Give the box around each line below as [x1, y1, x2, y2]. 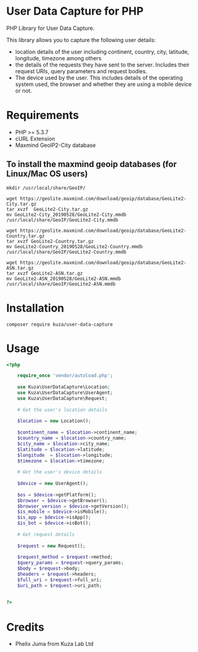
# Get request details [17, 531, 75, 537]
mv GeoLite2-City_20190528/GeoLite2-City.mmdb [6, 212, 127, 218]
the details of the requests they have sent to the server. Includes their [15, 61, 190, 68]
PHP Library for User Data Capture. [6, 24, 95, 32]
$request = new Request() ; [17, 543, 86, 549]
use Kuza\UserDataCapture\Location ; [17, 384, 111, 390]
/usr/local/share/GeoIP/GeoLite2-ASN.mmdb [6, 281, 116, 287]
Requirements [6, 109, 79, 123]
